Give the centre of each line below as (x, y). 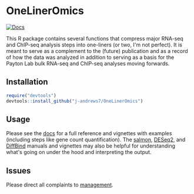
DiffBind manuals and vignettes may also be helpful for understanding (91, 146)
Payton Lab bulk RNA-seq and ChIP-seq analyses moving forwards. (88, 63)
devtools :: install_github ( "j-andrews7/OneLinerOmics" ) (75, 101)
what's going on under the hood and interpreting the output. (79, 152)
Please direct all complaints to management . (60, 185)
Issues (19, 171)
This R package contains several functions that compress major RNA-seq (95, 38)
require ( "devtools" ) (31, 95)
